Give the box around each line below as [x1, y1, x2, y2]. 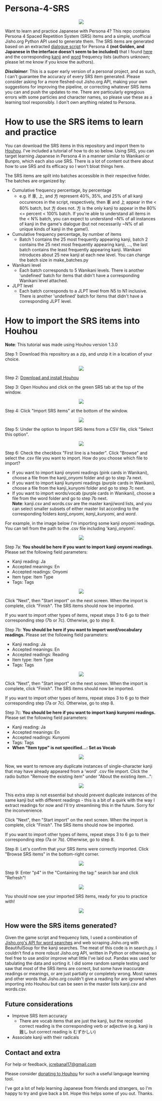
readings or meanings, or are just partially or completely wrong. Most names [5, 970, 157, 976]
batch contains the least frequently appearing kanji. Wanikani [19, 246, 142, 252]
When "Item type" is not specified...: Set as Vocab [12, 744, 116, 750]
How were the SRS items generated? [5, 921, 117, 930]
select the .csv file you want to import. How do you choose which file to [5, 455, 148, 461]
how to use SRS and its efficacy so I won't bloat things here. [5, 163, 125, 169]
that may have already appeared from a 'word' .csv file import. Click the [5, 768, 148, 774]
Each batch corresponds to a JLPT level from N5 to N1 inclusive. [19, 288, 147, 294]
